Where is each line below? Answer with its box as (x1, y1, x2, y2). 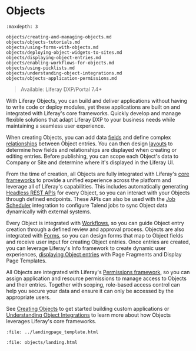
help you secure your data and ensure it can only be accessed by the (6, 287, 174, 294)
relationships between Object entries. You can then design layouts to (6, 140, 173, 147)
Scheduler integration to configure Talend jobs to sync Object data (6, 201, 168, 209)
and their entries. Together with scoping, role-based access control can (6, 281, 181, 288)
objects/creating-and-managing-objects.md (6, 34, 112, 40)
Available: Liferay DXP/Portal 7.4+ (20, 86, 102, 93)
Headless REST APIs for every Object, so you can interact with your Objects (6, 189, 190, 196)
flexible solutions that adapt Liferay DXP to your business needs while (6, 116, 175, 123)
